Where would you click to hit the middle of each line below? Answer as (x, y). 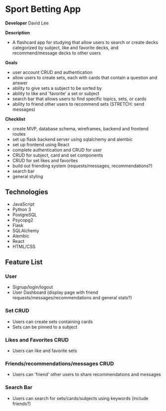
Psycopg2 (23, 220)
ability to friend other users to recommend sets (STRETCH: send (78, 104)
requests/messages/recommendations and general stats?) (72, 298)
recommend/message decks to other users (56, 53)
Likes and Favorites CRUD (37, 340)
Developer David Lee (27, 23)
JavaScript (23, 204)
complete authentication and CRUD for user (57, 150)
